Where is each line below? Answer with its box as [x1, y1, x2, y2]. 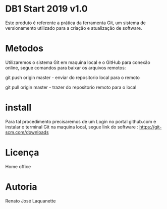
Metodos [5, 43, 44, 54]
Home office [5, 163, 31, 169]
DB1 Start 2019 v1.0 [5, 3, 88, 15]
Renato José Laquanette [5, 197, 56, 204]
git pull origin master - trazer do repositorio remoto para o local [5, 84, 137, 90]
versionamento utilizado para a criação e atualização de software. [5, 25, 142, 31]
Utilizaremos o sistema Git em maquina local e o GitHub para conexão [5, 59, 150, 65]
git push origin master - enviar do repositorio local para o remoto [5, 74, 140, 81]
